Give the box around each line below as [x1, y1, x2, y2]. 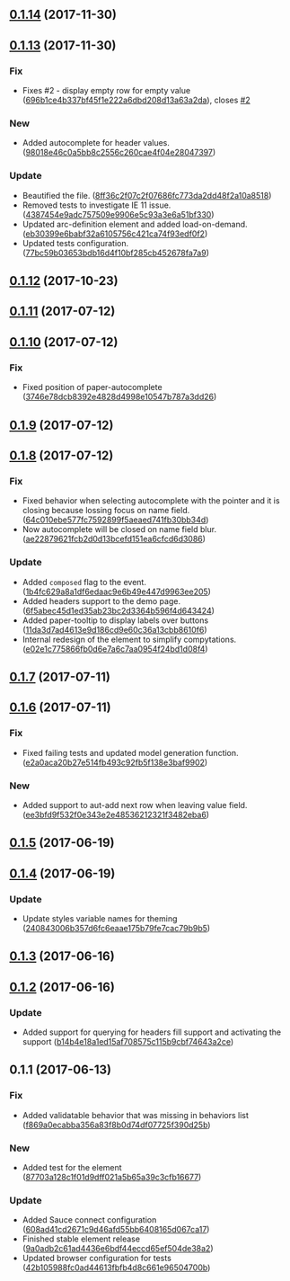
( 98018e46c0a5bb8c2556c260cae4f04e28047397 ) [22, 147, 216, 158]
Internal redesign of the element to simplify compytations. [22, 634, 237, 645]
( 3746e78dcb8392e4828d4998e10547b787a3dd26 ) [22, 391, 217, 403]
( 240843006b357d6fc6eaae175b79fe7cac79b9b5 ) [22, 922, 211, 933]
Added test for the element [22, 1162, 123, 1173]
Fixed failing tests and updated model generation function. [22, 747, 240, 758]
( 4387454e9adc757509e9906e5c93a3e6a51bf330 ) [22, 209, 215, 219]
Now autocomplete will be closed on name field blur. [22, 524, 217, 535]
